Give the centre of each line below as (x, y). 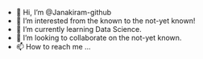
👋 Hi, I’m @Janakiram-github (64, 12)
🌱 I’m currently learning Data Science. (79, 29)
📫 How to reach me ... (53, 47)
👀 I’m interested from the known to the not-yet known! (106, 21)
